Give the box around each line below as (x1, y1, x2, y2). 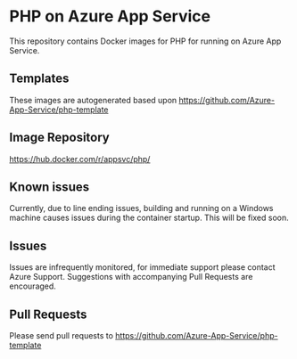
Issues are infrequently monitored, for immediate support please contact (9, 262, 276, 273)
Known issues (9, 179, 90, 194)
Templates (9, 71, 70, 86)
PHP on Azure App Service (9, 6, 211, 27)
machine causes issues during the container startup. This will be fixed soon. (9, 212, 289, 224)
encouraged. (9, 281, 56, 291)
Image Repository (9, 130, 110, 145)
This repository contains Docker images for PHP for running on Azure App (9, 36, 282, 46)
